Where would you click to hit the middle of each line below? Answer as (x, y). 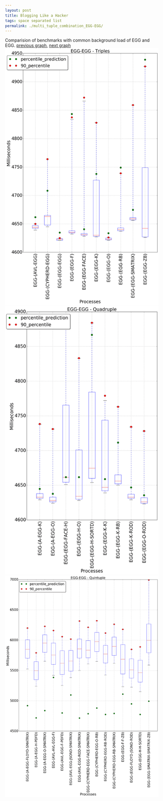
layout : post (18, 10)
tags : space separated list (34, 21)
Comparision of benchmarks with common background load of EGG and (77, 40)
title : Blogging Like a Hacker (37, 15)
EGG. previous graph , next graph (38, 45)
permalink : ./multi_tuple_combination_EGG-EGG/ (54, 26)
